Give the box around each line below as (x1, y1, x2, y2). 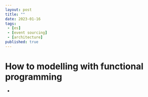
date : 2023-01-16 (5, 16, 41, 21)
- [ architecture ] (7, 35, 43, 40)
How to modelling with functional (5, 60, 144, 72)
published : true (5, 40, 38, 45)
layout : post (5, 7, 32, 12)
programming (5, 71, 63, 82)
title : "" (5, 12, 26, 17)
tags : (5, 21, 16, 26)
